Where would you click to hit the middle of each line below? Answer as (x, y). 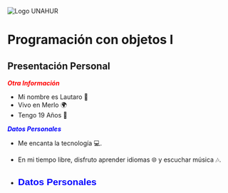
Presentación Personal (59, 66)
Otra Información (33, 83)
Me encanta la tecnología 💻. (60, 143)
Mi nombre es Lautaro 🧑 (53, 97)
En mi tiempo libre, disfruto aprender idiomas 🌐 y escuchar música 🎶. (119, 160)
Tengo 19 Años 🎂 (42, 115)
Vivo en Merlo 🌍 (42, 105)
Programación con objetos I (90, 40)
